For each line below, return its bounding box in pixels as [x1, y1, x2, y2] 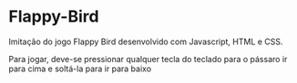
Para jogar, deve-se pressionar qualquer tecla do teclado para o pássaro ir [8, 53, 288, 64]
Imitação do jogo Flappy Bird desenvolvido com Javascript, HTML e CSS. [8, 36, 283, 47]
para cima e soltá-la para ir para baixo [8, 63, 152, 74]
